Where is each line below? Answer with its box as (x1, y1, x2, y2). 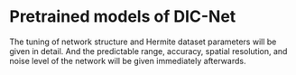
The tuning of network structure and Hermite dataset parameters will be (9, 36, 277, 47)
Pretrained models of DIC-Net (9, 6, 236, 27)
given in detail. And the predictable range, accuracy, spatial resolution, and (9, 45, 288, 56)
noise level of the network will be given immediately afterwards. (9, 55, 246, 66)
